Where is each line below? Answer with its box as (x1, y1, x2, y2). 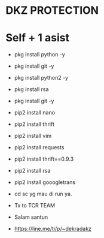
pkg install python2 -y (14, 74, 69, 82)
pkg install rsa (14, 86, 49, 93)
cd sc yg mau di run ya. (14, 190, 72, 198)
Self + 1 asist (5, 31, 70, 45)
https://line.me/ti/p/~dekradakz (14, 225, 92, 233)
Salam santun (14, 213, 48, 221)
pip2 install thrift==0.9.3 (14, 155, 74, 162)
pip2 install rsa (14, 167, 51, 174)
